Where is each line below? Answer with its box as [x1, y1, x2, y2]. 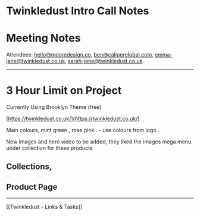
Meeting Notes [6, 32, 81, 45]
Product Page [6, 181, 58, 192]
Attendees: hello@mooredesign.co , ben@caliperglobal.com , [6, 51, 154, 58]
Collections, [6, 162, 52, 172]
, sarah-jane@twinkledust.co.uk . [64, 58, 145, 65]
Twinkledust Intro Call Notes [6, 4, 149, 18]
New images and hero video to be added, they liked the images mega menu [6, 138, 192, 145]
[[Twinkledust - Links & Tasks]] [6, 204, 82, 211]
